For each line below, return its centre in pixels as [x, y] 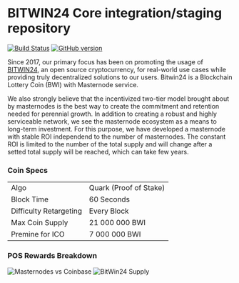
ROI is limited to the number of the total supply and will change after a [110, 144]
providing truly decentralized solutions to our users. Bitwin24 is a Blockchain [120, 77]
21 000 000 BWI [117, 223]
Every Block [109, 211]
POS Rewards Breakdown [52, 256]
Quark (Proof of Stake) [127, 188]
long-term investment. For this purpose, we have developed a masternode [117, 129]
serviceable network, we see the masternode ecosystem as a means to [112, 121]
